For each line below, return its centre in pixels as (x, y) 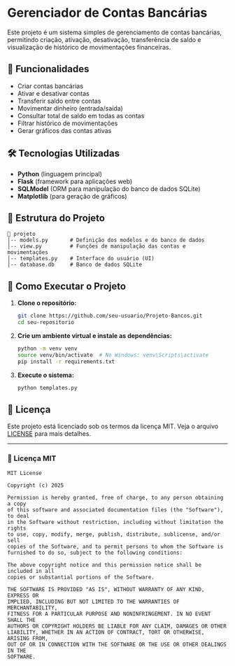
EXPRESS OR (23, 595)
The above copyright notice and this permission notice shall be (104, 565)
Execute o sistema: (46, 375)
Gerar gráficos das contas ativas (64, 130)
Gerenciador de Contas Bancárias (107, 13)
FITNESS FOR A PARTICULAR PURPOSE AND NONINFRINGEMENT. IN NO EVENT (109, 614)
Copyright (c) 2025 (36, 485)
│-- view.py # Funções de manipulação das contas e (97, 246)
